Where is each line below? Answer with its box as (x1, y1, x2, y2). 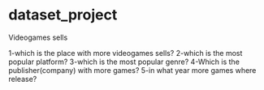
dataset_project (8, 6, 118, 24)
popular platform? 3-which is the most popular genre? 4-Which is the (8, 57, 240, 66)
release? (8, 74, 37, 84)
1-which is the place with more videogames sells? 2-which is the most (8, 48, 243, 58)
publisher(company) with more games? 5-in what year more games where (8, 65, 257, 75)
